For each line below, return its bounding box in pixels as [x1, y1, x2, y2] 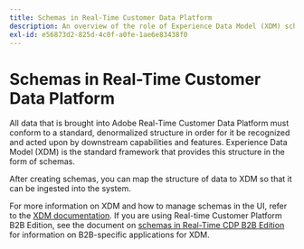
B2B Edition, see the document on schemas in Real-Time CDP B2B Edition [9, 220, 285, 231]
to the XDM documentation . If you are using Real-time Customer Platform [9, 210, 282, 221]
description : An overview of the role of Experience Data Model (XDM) [9, 22, 281, 31]
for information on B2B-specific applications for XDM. [9, 229, 210, 240]
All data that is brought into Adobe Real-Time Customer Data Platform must [9, 118, 290, 129]
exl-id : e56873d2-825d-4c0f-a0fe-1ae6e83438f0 [9, 30, 188, 39]
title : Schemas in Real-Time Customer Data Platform [9, 13, 213, 23]
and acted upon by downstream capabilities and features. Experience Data [9, 137, 288, 148]
